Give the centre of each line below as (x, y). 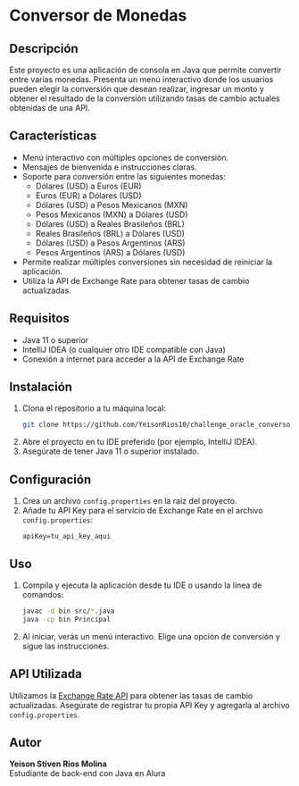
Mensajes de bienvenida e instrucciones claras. (110, 167)
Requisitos (39, 318)
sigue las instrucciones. (66, 646)
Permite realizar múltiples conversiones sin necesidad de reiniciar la (147, 262)
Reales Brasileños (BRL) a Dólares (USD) (110, 233)
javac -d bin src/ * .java (68, 611)
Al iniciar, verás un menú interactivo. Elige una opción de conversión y (151, 636)
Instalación (41, 387)
